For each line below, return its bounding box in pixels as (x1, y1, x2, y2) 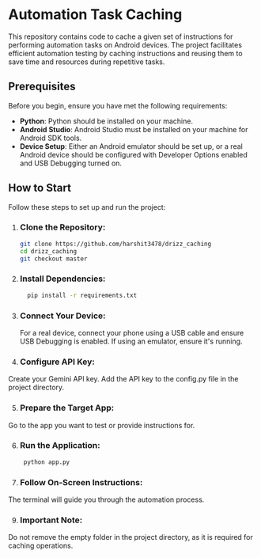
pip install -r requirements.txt (27, 291, 138, 299)
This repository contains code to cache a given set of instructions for (8, 32, 233, 41)
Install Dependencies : (19, 273, 106, 284)
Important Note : (19, 514, 83, 526)
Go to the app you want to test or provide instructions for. (8, 420, 195, 430)
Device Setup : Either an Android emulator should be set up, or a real (19, 141, 243, 151)
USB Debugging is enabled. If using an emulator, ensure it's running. (19, 336, 243, 346)
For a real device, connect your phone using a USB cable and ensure (19, 328, 244, 337)
